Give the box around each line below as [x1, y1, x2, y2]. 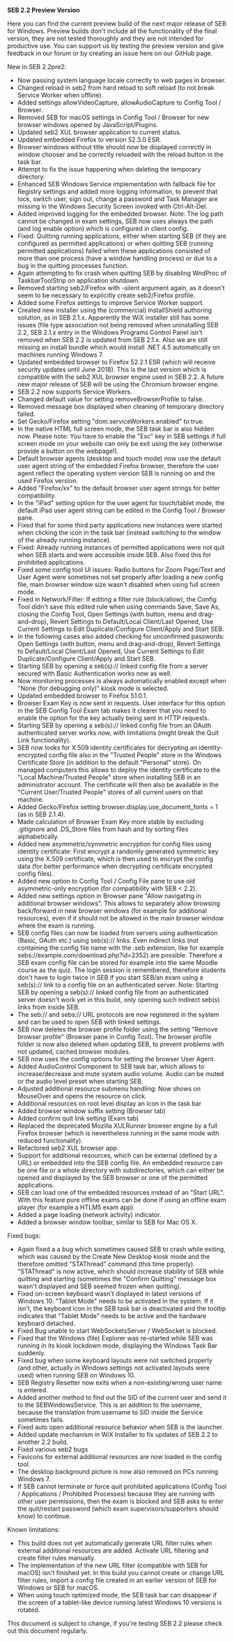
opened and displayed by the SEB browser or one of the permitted [17, 1174, 208, 1181]
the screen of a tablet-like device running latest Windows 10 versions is [17, 1598, 222, 1606]
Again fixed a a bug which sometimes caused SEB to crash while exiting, [17, 1245, 226, 1253]
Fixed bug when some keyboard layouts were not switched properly [17, 1357, 212, 1364]
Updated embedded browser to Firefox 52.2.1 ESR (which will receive [17, 358, 216, 366]
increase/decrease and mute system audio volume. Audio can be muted [17, 1070, 224, 1077]
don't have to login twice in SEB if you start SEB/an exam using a [17, 973, 203, 981]
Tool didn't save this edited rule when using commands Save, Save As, [17, 603, 221, 611]
